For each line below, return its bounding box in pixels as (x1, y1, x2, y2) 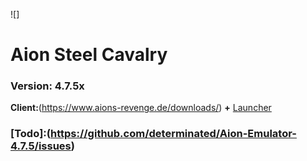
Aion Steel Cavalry (10, 44, 168, 66)
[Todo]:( (10, 127, 51, 141)
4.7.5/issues (10, 139, 72, 153)
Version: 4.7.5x (10, 79, 85, 93)
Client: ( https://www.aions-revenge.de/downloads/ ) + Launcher (10, 102, 272, 114)
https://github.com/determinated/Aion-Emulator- (49, 127, 297, 141)
